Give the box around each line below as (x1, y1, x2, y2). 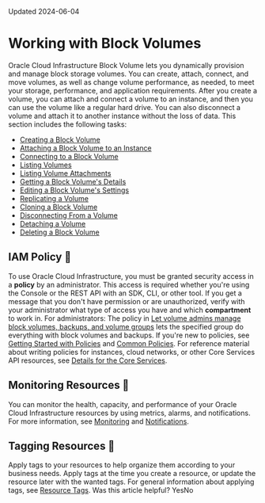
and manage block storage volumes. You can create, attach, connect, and (8, 69, 249, 78)
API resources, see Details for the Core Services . (8, 356, 168, 365)
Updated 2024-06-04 (8, 7, 80, 16)
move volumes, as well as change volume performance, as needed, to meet (8, 77, 255, 86)
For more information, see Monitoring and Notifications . (8, 416, 190, 426)
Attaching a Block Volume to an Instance (19, 143, 152, 153)
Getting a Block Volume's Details (19, 177, 127, 186)
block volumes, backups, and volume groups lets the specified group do (8, 322, 244, 331)
